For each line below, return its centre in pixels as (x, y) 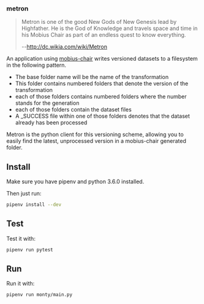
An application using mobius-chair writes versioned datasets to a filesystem (102, 59)
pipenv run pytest (30, 249)
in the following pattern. (36, 65)
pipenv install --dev (34, 205)
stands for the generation (47, 103)
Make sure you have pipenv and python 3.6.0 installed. (75, 181)
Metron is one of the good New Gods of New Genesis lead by (99, 22)
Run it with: (21, 284)
